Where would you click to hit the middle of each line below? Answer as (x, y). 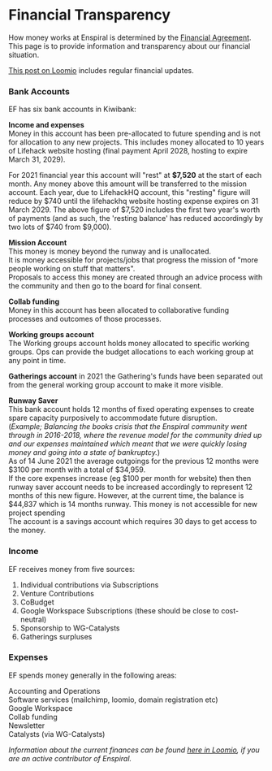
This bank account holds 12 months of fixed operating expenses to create (132, 409)
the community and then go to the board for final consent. (106, 286)
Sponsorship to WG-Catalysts (70, 628)
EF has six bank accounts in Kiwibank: (72, 109)
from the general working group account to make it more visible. (116, 385)
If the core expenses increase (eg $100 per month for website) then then (130, 479)
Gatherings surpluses (56, 636)
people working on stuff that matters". (72, 269)
